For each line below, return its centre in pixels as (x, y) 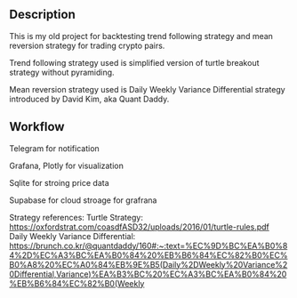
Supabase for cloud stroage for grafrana (83, 200)
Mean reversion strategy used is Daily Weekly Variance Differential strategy (148, 89)
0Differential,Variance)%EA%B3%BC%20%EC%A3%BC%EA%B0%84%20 (148, 274)
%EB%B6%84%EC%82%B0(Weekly (77, 283)
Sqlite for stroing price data (59, 182)
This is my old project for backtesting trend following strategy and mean (141, 36)
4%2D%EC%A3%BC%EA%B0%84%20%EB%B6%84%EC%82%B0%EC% (148, 255)
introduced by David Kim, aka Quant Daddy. (89, 99)
